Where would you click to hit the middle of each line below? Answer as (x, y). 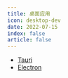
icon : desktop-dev (34, 20)
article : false (29, 40)
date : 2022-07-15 (33, 27)
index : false (26, 33)
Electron (29, 67)
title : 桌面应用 (29, 14)
